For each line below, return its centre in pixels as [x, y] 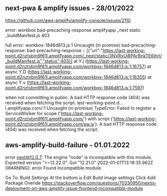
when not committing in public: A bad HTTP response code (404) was [77, 97]
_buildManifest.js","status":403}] [39, 61]
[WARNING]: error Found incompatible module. [54, 168]
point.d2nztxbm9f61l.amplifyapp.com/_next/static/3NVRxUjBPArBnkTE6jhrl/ [83, 56]
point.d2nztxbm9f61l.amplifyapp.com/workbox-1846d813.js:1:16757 [75, 66]
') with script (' [99, 119]
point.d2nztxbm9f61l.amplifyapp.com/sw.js [50, 124]
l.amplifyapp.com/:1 [26, 108]
